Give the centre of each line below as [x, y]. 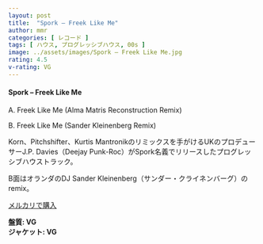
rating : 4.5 [28, 60]
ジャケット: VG [32, 231]
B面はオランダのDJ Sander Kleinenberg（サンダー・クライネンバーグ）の [128, 178]
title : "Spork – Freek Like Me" [63, 23]
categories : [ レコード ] [49, 38]
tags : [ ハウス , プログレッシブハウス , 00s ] [77, 45]
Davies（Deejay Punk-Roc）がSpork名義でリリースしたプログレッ [143, 151]
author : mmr [28, 30]
